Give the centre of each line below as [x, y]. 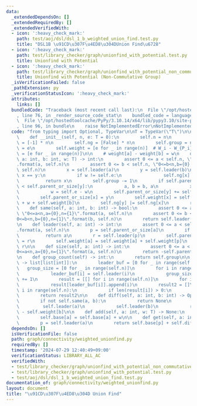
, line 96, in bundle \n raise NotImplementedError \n [86, 126]
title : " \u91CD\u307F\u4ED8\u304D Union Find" [64, 394]
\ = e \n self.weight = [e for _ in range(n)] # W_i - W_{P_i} [105, 148]
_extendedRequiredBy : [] [42, 22]
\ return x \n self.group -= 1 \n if [90, 181]
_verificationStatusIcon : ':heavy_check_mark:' [71, 93]
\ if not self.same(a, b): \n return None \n [94, 301]
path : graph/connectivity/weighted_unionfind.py [72, 339]
